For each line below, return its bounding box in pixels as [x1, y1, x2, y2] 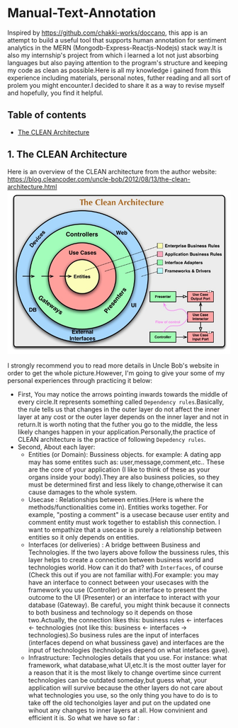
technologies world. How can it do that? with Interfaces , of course [28, 563, 223, 571]
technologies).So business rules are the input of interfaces [28, 630, 200, 639]
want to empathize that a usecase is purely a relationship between [28, 525, 222, 534]
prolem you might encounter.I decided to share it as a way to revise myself [7, 81, 225, 89]
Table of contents [7, 109, 86, 121]
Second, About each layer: [17, 443, 96, 451]
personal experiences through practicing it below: [7, 376, 153, 385]
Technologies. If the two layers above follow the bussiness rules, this [28, 547, 229, 557]
